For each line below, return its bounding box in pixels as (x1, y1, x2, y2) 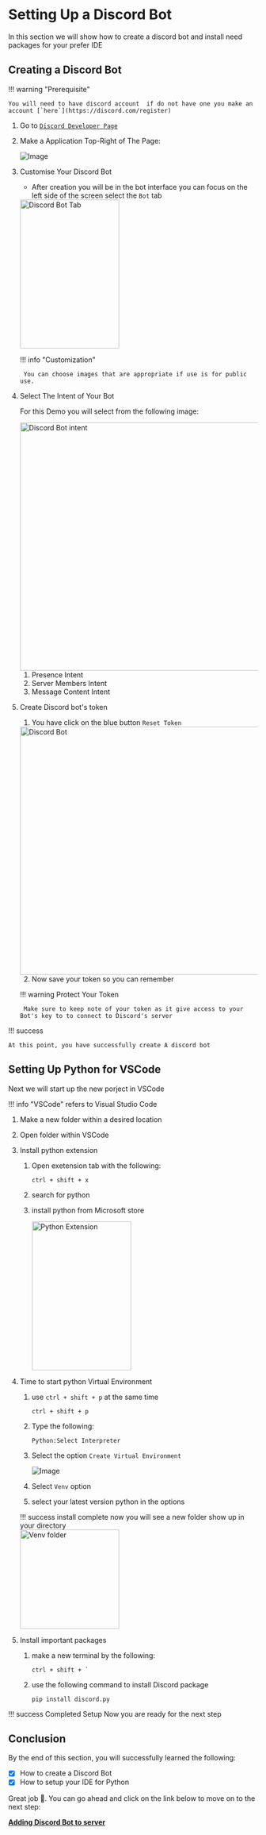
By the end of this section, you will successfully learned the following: (8, 1753, 236, 1763)
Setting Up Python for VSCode (8, 1062, 161, 1077)
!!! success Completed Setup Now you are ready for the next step (8, 1709, 222, 1718)
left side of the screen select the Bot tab (31, 191, 162, 200)
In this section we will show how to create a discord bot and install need (8, 32, 243, 41)
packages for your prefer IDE (8, 40, 103, 49)
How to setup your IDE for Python (19, 1777, 130, 1787)
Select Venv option (31, 1481, 91, 1490)
